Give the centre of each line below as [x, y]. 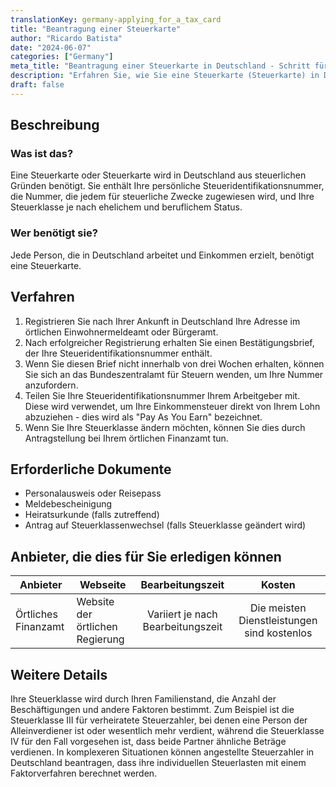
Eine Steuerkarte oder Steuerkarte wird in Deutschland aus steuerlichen [158, 175]
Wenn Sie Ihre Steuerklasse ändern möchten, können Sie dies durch [165, 427]
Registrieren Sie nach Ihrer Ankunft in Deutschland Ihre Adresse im [162, 321]
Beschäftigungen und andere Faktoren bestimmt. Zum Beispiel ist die [152, 709]
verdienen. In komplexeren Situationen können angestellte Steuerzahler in [162, 752]
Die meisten [278, 608]
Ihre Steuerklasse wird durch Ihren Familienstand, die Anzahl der [143, 698]
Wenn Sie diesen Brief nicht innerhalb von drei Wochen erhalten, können [174, 363]
